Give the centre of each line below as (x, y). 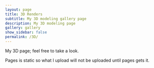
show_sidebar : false (26, 32)
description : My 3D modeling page (40, 23)
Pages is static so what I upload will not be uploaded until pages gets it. (77, 60)
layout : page (18, 10)
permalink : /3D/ (22, 37)
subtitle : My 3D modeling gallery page (46, 19)
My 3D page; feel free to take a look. (42, 51)
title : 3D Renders (24, 14)
